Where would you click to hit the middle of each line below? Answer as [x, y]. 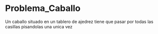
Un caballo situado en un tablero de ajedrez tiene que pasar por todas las [79, 22]
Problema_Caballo [43, 8]
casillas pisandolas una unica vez [39, 26]
